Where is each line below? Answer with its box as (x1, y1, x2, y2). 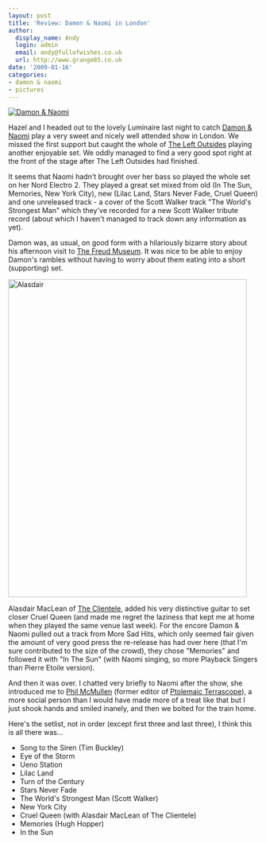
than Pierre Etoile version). (8, 663, 95, 673)
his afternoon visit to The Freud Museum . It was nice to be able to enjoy (8, 247, 243, 256)
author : (8, 26, 34, 34)
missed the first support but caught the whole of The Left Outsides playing (8, 140, 253, 150)
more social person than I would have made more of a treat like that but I (8, 695, 246, 705)
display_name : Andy (15, 33, 80, 42)
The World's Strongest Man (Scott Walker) (19, 794, 159, 803)
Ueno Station (19, 760, 64, 770)
